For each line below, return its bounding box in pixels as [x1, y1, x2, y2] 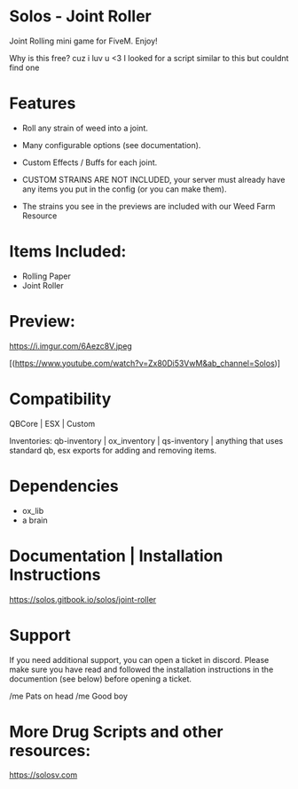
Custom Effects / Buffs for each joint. [21, 157, 158, 168]
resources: [9, 740, 91, 761]
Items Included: [9, 241, 127, 262]
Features [9, 93, 76, 114]
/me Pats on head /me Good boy [9, 690, 129, 701]
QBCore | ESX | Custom [9, 418, 96, 429]
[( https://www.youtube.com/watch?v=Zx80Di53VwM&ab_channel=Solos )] [9, 358, 281, 368]
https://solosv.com [9, 769, 78, 780]
